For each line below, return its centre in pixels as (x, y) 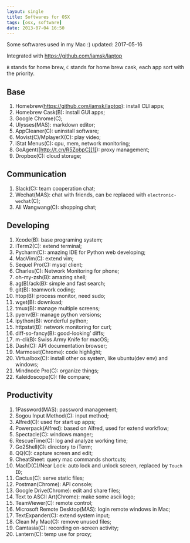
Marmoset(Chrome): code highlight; (58, 352)
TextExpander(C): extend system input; (62, 515)
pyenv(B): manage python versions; (58, 314)
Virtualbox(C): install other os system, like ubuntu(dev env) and (91, 358)
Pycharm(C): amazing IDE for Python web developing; (80, 252)
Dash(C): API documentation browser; (61, 345)
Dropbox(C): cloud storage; (48, 156)
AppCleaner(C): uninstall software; (57, 131)
